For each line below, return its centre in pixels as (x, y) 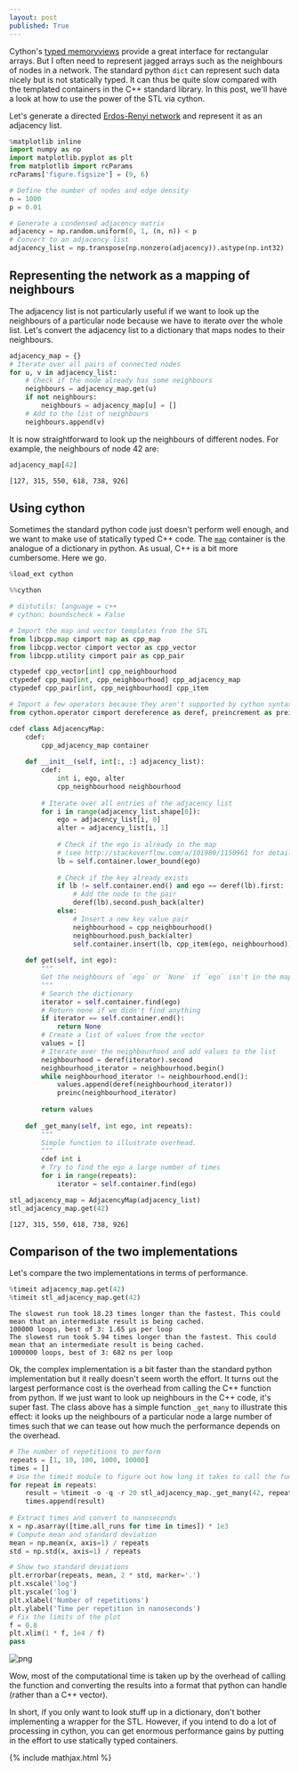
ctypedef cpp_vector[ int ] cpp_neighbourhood (93, 672)
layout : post (33, 17)
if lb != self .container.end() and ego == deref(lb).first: (170, 886)
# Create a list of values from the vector (123, 1035)
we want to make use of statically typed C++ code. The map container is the (148, 539)
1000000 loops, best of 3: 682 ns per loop (91, 1353)
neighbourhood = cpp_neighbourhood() (143, 927)
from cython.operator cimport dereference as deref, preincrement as (141, 712)
